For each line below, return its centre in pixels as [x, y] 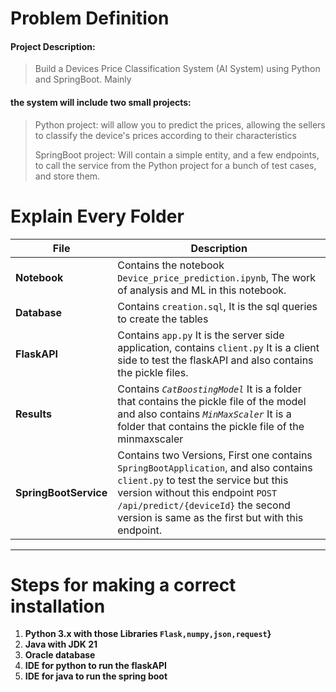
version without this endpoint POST [197, 492]
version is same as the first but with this [210, 517]
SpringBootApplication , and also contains [215, 467]
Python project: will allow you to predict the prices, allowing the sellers [180, 124]
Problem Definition [90, 18]
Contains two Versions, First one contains [215, 455]
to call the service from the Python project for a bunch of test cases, [175, 165]
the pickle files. [153, 372]
